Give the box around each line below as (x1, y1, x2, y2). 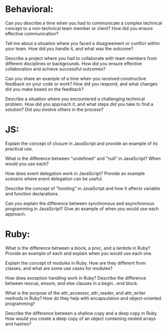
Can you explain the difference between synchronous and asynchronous (5, 200, 155, 206)
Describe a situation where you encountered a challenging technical (5, 96, 145, 102)
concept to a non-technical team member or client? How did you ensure (5, 25, 153, 31)
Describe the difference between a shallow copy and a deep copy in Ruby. (5, 310, 158, 316)
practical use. (5, 146, 33, 152)
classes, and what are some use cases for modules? (5, 265, 113, 271)
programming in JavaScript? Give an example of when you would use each (5, 206, 159, 212)
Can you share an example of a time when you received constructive (5, 75, 146, 81)
